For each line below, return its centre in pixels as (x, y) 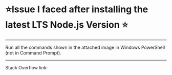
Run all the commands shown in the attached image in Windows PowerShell (85, 47)
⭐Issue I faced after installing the (77, 10)
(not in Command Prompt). (33, 53)
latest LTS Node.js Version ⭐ (67, 25)
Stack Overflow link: (26, 67)
